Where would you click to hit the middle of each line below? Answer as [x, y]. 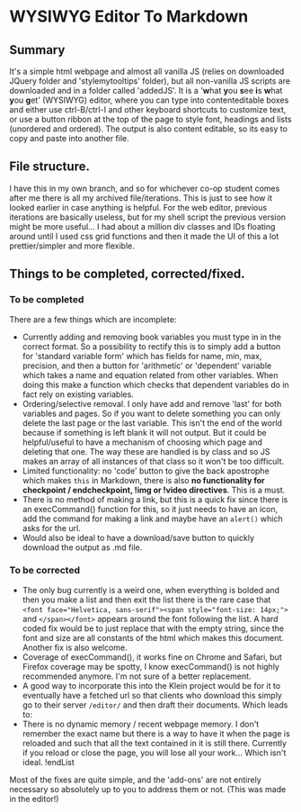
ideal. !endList [48, 762]
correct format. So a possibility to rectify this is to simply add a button [151, 346]
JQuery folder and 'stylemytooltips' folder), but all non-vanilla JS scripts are [150, 81]
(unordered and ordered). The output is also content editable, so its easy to [148, 129]
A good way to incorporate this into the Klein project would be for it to [151, 685]
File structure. [49, 167]
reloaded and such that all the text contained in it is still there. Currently [155, 743]
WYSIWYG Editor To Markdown [129, 17]
